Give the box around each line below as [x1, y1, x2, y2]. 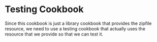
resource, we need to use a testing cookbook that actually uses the [5, 25, 146, 31]
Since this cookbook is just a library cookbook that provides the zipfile [5, 20, 152, 26]
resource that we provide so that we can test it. [5, 31, 104, 37]
